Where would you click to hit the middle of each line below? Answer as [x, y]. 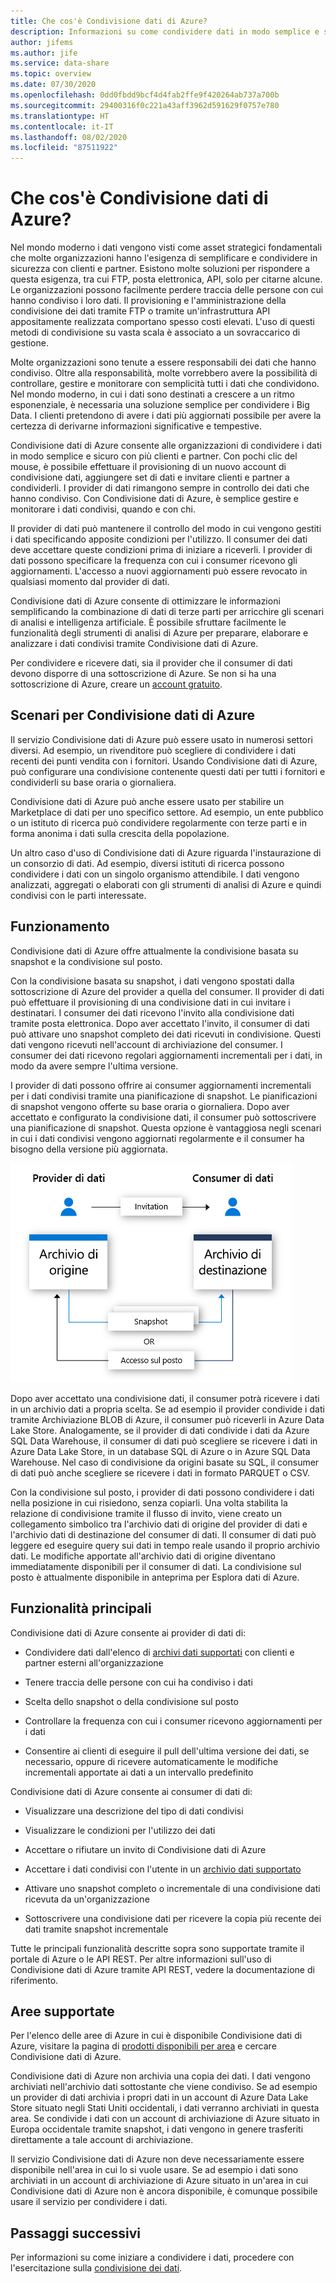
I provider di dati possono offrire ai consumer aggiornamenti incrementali [161, 1085]
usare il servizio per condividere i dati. [89, 2202]
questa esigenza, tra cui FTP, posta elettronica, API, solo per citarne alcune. [166, 279]
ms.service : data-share [60, 63]
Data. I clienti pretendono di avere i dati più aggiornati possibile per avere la [166, 416]
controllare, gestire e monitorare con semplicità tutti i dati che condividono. [165, 384]
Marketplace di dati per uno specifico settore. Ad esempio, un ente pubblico [167, 812]
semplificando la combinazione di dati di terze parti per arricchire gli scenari [167, 612]
